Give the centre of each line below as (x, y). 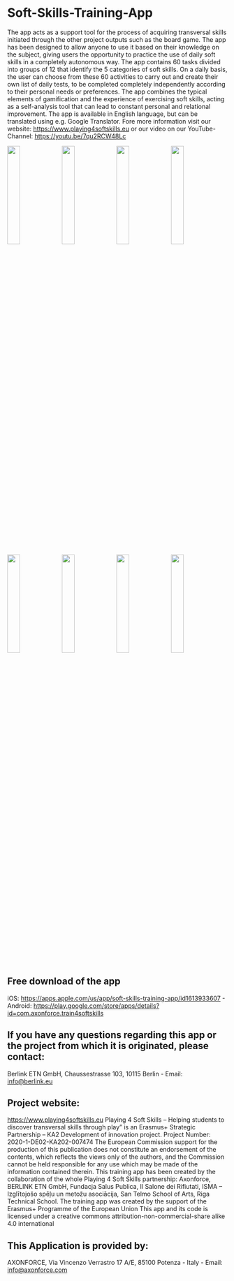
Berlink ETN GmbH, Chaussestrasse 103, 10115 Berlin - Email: (95, 1074)
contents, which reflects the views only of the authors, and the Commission (116, 1157)
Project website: (44, 1103)
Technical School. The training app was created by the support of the (107, 1201)
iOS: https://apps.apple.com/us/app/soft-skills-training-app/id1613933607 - (116, 998)
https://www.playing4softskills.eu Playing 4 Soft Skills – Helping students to (116, 1120)
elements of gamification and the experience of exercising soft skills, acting (116, 98)
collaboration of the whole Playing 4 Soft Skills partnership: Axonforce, (109, 1179)
